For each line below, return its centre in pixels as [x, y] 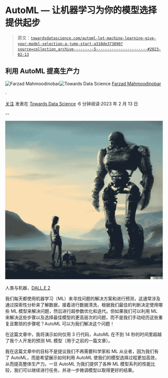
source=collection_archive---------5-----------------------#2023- [89, 49]
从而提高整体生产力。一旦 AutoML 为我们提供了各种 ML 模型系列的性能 [78, 364]
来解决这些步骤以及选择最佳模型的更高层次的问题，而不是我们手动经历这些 [82, 317]
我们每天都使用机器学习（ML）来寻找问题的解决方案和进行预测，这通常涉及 [83, 298]
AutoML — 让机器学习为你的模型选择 [81, 10]
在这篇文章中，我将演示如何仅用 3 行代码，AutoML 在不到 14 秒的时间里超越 [83, 334]
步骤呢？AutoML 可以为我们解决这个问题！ [71, 323]
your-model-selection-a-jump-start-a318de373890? [70, 44]
